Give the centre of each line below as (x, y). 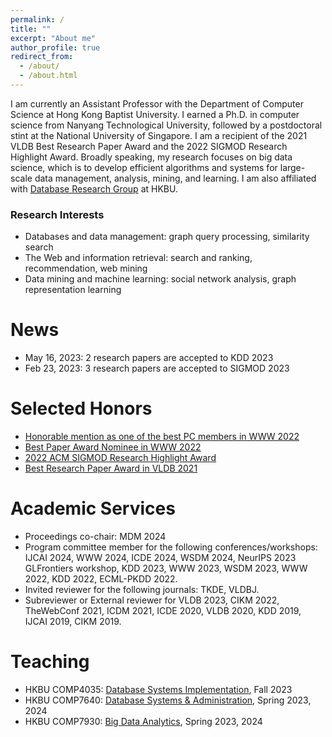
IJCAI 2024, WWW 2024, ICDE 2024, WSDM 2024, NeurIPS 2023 (160, 557)
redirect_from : (42, 57)
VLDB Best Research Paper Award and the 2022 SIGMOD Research (149, 146)
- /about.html (48, 76)
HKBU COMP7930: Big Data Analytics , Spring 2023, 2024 (143, 721)
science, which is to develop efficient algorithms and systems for (144, 167)
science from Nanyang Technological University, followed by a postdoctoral (166, 125)
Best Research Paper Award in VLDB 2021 (111, 468)
